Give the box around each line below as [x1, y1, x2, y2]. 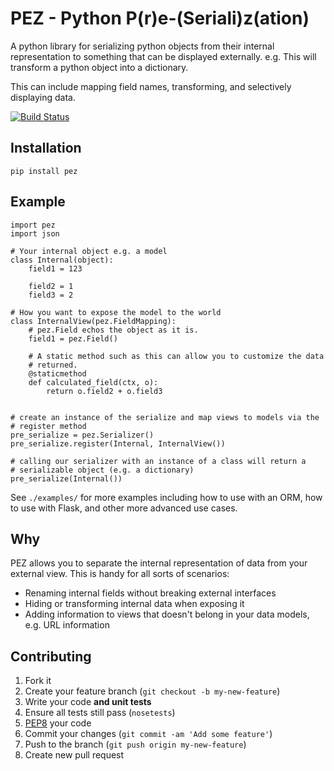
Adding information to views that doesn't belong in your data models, [24, 608, 310, 621]
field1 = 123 [28, 263, 83, 274]
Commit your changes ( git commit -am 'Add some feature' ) [24, 728, 273, 740]
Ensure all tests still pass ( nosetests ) [24, 707, 176, 719]
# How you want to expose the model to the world [10, 307, 222, 317]
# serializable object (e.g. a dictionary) [10, 465, 195, 475]
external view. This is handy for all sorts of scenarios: [10, 568, 230, 580]
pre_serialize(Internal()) [10, 473, 123, 484]
